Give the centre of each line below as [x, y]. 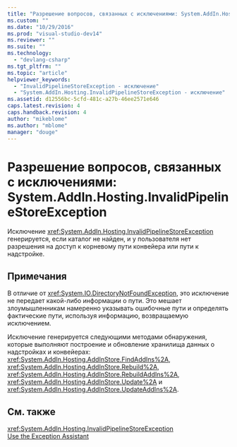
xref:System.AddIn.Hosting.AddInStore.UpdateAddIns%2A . [93, 390]
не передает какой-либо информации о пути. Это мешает [95, 301]
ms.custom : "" [28, 20]
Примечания [37, 276]
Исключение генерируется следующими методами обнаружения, [107, 337]
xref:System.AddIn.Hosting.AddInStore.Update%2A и [85, 382]
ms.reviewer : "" [31, 40]
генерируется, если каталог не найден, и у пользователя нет [99, 239]
